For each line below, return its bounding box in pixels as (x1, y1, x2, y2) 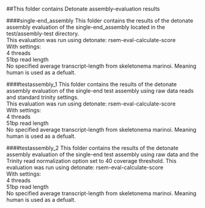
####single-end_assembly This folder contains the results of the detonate (6, 17, 194, 24)
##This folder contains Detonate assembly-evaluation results (6, 5, 160, 12)
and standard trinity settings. (6, 94, 79, 101)
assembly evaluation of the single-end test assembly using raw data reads (6, 87, 194, 94)
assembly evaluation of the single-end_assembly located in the (6, 24, 165, 30)
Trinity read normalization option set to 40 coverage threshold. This (6, 157, 177, 164)
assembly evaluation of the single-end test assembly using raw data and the (6, 151, 199, 158)
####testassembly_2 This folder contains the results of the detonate (6, 145, 179, 151)
